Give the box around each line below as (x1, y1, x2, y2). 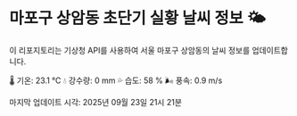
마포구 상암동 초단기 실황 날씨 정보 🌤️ (9, 8, 266, 29)
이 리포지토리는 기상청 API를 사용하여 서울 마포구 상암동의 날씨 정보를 (9, 45, 251, 55)
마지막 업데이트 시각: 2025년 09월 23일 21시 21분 (9, 96, 183, 107)
